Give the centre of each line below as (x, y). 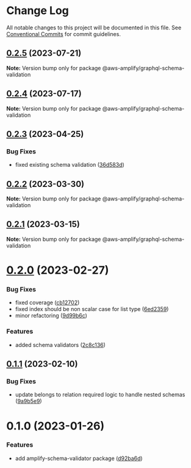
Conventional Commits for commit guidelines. (63, 34)
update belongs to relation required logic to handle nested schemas (100, 395)
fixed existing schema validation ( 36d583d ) (70, 165)
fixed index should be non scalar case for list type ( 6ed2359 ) (92, 309)
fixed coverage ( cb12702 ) (47, 302)
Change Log (38, 11)
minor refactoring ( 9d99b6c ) (51, 316)
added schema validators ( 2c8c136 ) (60, 345)
